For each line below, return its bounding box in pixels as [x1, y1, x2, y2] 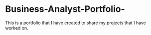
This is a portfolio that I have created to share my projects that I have [5, 20, 146, 26]
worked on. [5, 25, 28, 31]
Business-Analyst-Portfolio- [5, 3, 126, 15]
